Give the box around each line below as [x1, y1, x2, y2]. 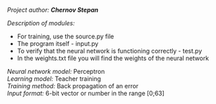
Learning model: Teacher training [7, 75, 101, 83]
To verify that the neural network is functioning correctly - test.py [16, 47, 202, 55]
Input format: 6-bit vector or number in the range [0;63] [7, 89, 165, 97]
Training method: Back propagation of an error [7, 82, 139, 90]
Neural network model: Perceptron [7, 68, 105, 75]
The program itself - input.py [16, 40, 99, 47]
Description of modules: [7, 19, 75, 27]
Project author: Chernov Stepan [7, 6, 99, 14]
